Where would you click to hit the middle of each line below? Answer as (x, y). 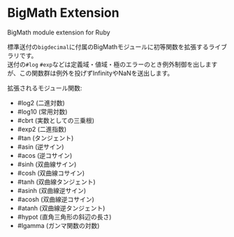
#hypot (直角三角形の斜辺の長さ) (64, 217)
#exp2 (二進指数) (42, 129)
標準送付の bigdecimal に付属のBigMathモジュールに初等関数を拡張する (108, 46)
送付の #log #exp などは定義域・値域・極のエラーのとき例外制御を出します (112, 64)
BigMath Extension (64, 13)
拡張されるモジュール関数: (45, 88)
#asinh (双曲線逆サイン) (52, 190)
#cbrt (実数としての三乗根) (56, 120)
